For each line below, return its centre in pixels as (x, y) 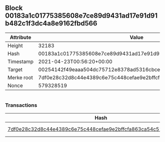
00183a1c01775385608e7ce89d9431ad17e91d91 (82, 16)
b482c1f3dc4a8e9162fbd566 (51, 23)
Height (15, 45)
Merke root (20, 77)
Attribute (20, 37)
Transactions (21, 105)
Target (15, 69)
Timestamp (21, 61)
